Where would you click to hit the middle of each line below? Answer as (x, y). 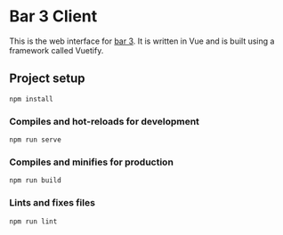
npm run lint (33, 221)
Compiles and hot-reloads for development (105, 121)
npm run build (36, 181)
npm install (31, 99)
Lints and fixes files (53, 203)
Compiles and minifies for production (91, 162)
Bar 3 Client (53, 16)
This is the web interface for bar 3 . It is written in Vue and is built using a (142, 41)
